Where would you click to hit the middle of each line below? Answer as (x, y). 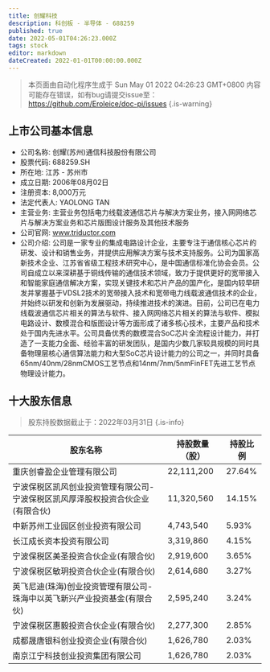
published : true (35, 31)
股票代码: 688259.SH (55, 162)
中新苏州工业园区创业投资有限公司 (77, 526)
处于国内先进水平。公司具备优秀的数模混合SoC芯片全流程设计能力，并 (136, 333)
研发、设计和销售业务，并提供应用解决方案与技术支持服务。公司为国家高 (139, 252)
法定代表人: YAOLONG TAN (65, 202)
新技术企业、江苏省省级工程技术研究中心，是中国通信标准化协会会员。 (136, 262)
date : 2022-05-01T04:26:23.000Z (62, 38)
